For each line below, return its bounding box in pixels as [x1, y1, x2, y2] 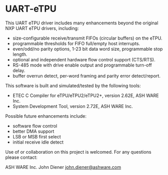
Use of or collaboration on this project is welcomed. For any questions [5, 149, 152, 155]
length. [12, 51, 28, 57]
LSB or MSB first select [12, 133, 61, 139]
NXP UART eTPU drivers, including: [5, 25, 79, 31]
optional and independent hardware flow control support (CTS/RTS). [12, 56, 156, 62]
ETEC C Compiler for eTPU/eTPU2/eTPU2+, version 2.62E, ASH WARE [12, 92, 159, 98]
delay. [12, 67, 25, 74]
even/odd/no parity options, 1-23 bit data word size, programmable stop [12, 46, 163, 52]
